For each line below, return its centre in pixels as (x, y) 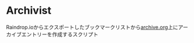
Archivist (29, 11)
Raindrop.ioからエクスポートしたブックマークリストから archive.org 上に (92, 27)
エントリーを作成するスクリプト (60, 34)
